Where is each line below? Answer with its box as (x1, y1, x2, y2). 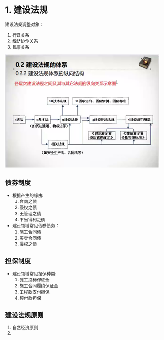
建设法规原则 (5, 311, 44, 319)
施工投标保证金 (19, 277, 50, 283)
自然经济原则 (12, 324, 38, 330)
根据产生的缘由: (12, 192, 44, 198)
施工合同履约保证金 (19, 283, 59, 289)
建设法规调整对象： (5, 21, 44, 27)
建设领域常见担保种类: (12, 271, 57, 277)
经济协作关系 (12, 38, 38, 44)
